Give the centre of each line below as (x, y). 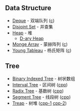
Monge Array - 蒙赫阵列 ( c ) (40, 44)
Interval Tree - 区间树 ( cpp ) (40, 84)
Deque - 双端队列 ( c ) (33, 20)
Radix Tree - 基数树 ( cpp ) (38, 91)
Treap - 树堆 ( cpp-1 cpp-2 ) (40, 103)
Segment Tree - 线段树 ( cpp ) (41, 97)
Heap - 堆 (22, 33)
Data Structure (28, 8)
